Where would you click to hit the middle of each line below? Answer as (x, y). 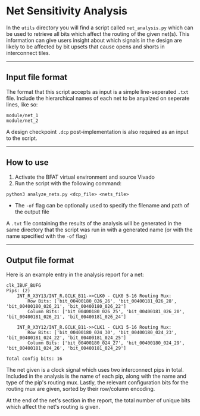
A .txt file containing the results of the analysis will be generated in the (94, 223)
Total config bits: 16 (34, 359)
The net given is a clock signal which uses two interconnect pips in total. (95, 370)
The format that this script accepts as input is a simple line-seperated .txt (97, 91)
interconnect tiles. (28, 53)
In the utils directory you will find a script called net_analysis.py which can (100, 27)
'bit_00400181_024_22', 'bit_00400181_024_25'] (66, 338)
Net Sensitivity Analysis (67, 11)
